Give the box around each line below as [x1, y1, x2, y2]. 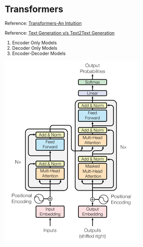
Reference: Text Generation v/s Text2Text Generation [5, 30, 115, 36]
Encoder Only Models [12, 39, 57, 46]
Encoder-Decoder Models [12, 50, 66, 56]
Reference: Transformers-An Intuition [5, 20, 82, 26]
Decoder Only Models [12, 45, 58, 51]
